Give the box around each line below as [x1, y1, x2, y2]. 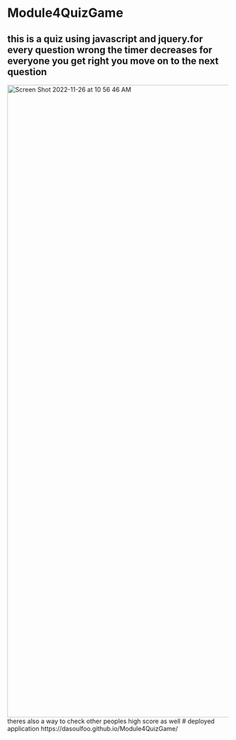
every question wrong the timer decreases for [7, 44, 213, 56]
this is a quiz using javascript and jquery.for [7, 33, 204, 45]
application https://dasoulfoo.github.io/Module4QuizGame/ [7, 725, 178, 732]
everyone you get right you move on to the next [7, 55, 219, 67]
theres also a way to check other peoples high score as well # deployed [7, 717, 215, 725]
